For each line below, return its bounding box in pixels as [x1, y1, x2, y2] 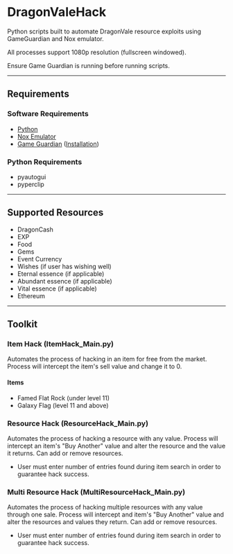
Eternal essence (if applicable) [17, 269, 105, 278]
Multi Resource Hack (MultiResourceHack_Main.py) [7, 487, 186, 497]
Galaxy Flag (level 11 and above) [17, 401, 109, 409]
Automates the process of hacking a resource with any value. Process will [7, 434, 218, 442]
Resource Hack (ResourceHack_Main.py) [7, 418, 149, 428]
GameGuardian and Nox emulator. [7, 34, 104, 42]
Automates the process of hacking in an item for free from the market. [7, 355, 207, 364]
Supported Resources [7, 206, 104, 219]
